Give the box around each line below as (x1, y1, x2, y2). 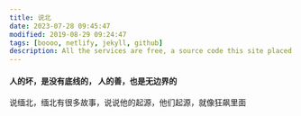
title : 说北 (9, 13, 51, 22)
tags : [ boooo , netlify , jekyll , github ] (9, 38, 164, 48)
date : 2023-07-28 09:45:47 (9, 22, 111, 31)
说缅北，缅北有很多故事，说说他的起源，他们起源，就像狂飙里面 (9, 97, 246, 108)
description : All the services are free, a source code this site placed (9, 47, 293, 56)
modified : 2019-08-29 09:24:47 (9, 30, 127, 39)
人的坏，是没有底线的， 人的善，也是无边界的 (9, 76, 178, 86)
